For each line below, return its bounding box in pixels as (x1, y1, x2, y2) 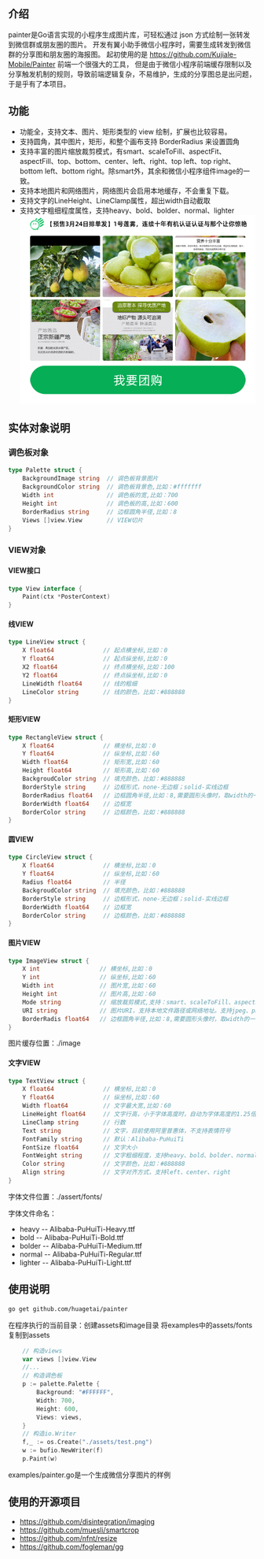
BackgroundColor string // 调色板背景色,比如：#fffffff (22, 483, 202, 491)
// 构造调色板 (22, 1372, 63, 1380)
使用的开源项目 (8, 1495, 81, 1509)
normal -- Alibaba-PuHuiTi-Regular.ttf (19, 1249, 142, 1259)
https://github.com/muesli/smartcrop (19, 1525, 140, 1535)
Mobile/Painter (8, 59, 56, 69)
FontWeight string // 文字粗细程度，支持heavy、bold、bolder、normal (22, 1152, 258, 1160)
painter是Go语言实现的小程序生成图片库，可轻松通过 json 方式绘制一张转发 (8, 30, 251, 39)
